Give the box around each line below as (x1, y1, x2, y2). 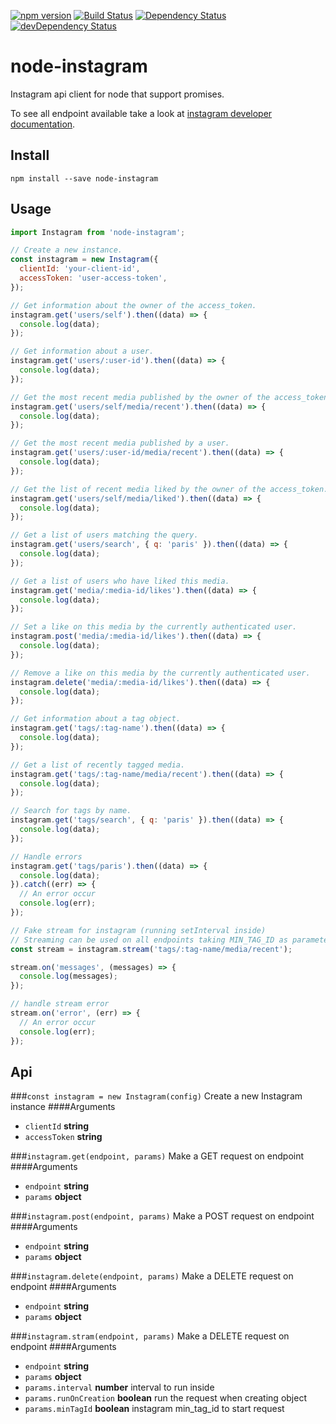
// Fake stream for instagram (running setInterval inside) (10, 925, 267, 935)
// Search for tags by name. (10, 806, 132, 816)
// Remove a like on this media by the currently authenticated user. (10, 668, 311, 678)
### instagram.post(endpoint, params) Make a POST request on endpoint (10, 1210, 315, 1222)
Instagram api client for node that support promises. (10, 88, 225, 100)
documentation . (10, 118, 76, 130)
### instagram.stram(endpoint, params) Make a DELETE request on (10, 1330, 290, 1342)
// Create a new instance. (10, 245, 123, 255)
